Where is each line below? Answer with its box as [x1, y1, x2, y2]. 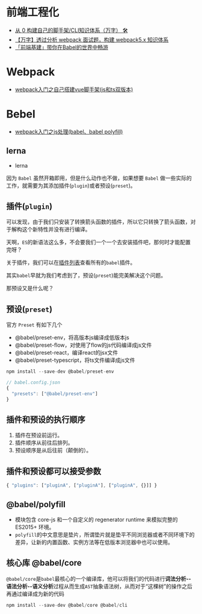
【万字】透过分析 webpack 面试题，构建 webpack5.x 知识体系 [14, 36, 169, 43]
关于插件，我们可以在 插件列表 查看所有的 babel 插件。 [6, 259, 136, 266]
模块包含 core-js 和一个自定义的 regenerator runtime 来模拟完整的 [14, 516, 179, 523]
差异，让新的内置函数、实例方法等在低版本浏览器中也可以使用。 [14, 538, 173, 546]
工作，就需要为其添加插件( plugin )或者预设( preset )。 [6, 182, 136, 189]
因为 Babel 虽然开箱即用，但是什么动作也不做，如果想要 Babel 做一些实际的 [6, 174, 192, 182]
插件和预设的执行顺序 [6, 414, 85, 425]
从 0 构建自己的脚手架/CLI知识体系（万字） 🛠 [14, 27, 128, 34]
